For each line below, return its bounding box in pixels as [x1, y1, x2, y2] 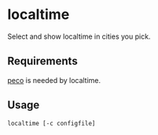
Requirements [7, 54, 78, 68]
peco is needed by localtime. [7, 75, 101, 84]
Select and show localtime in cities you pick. [7, 32, 151, 41]
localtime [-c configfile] [7, 119, 96, 127]
